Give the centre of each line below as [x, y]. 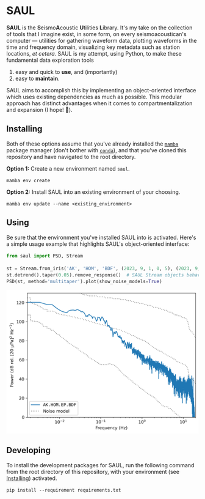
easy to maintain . [37, 78]
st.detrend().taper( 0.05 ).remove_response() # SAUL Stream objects [95, 275]
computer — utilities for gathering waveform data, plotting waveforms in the [102, 40]
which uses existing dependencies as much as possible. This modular [94, 97]
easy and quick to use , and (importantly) [66, 72]
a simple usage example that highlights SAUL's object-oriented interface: [98, 244]
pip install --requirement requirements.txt [64, 490]
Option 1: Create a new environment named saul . [68, 168]
